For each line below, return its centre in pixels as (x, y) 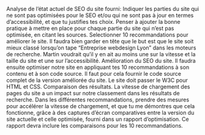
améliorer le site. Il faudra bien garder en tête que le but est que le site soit (100, 41)
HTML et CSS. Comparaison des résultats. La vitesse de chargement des (98, 87)
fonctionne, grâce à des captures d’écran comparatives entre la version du (100, 113)
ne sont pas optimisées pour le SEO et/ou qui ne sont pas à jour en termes (100, 15)
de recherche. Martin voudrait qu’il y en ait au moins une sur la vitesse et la (101, 54)
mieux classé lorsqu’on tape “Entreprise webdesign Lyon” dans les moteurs (101, 48)
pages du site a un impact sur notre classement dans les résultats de (93, 93)
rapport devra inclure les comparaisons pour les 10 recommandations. (95, 126)
